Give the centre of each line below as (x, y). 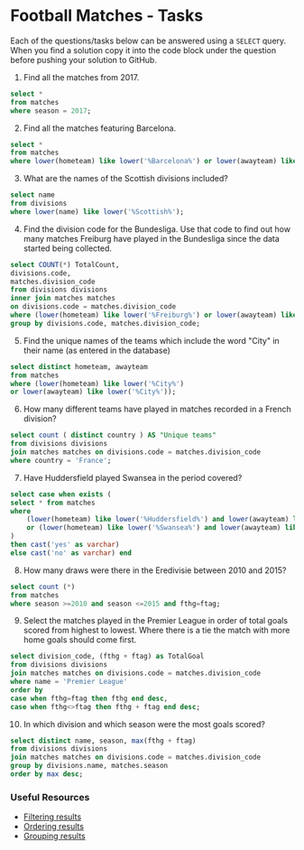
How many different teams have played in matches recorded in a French (157, 409)
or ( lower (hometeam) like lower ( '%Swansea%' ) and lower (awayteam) (154, 528)
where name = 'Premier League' (69, 682)
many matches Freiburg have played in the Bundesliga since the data (152, 238)
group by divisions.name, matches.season (89, 766)
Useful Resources (50, 797)
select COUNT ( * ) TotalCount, (65, 264)
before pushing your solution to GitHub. (83, 60)
